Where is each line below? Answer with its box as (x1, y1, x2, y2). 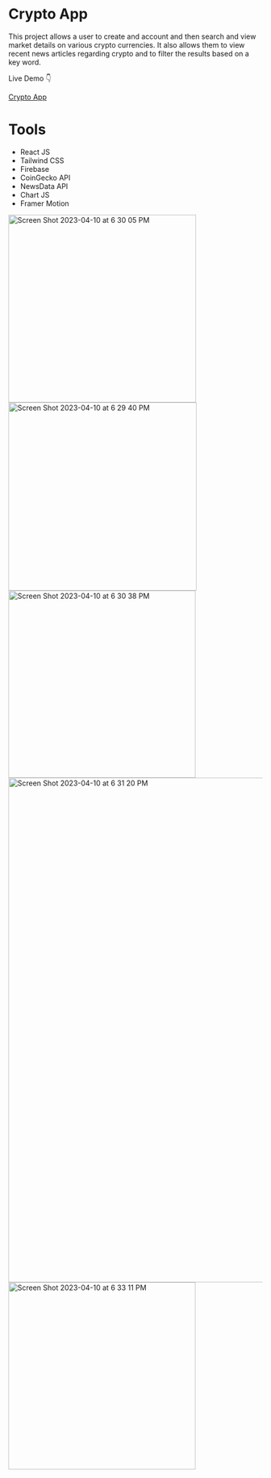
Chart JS (19, 190, 50, 199)
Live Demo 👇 (8, 73, 52, 83)
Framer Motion (19, 199, 70, 208)
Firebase (19, 164, 50, 174)
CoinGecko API (19, 173, 71, 182)
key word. (8, 57, 42, 67)
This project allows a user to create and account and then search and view (8, 31, 256, 41)
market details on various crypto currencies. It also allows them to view (8, 40, 245, 49)
